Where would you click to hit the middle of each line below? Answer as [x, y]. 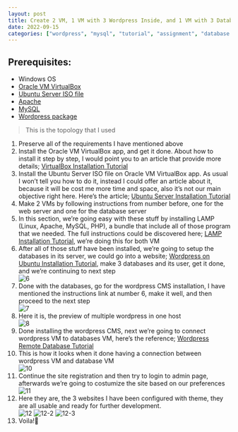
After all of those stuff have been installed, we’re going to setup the [116, 249]
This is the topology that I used [70, 130]
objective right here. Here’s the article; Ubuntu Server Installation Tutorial [124, 196]
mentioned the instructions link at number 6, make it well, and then [115, 294]
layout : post [27, 14]
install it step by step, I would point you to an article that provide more [120, 159]
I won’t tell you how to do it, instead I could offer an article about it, [115, 181]
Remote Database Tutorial [56, 346]
